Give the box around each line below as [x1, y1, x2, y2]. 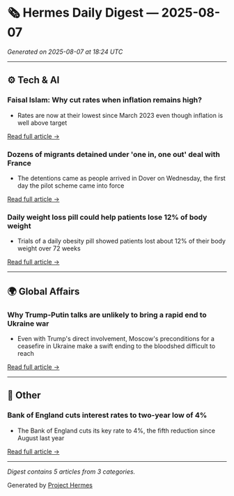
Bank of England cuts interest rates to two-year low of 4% [7, 410, 208, 420]
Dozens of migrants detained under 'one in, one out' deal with [7, 149, 221, 159]
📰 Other [7, 389, 41, 401]
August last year [17, 433, 65, 442]
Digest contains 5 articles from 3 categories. [7, 467, 136, 476]
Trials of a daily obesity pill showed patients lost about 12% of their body [17, 237, 226, 246]
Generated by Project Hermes [7, 481, 93, 489]
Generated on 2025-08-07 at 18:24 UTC [7, 47, 123, 56]
